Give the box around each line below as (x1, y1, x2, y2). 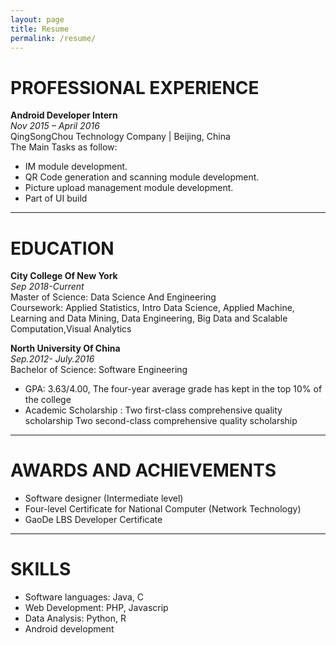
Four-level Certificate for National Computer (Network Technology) (24, 503, 302, 515)
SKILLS (10, 558, 72, 581)
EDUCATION (10, 237, 115, 260)
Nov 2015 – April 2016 (10, 120, 100, 132)
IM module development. (24, 161, 128, 173)
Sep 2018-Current (10, 281, 85, 293)
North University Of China (10, 342, 121, 355)
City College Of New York (10, 270, 118, 282)
